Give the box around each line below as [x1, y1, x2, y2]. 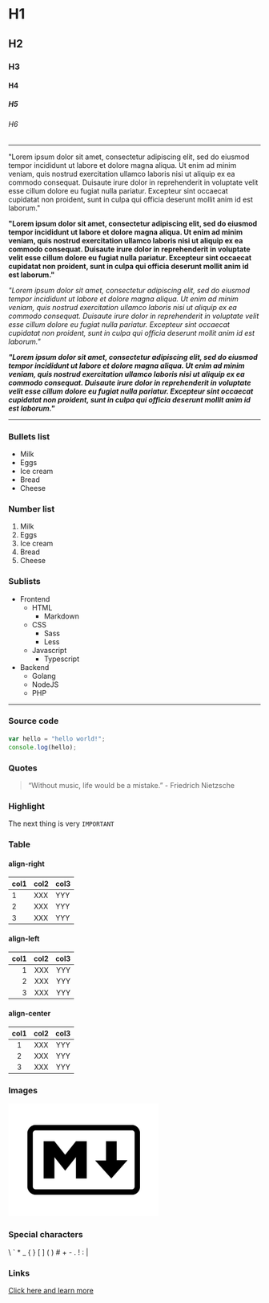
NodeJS [31, 680, 59, 689]
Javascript [31, 645, 67, 655]
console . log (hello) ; [8, 743, 78, 751]
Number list [8, 503, 55, 514]
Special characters [8, 1229, 83, 1240]
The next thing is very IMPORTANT [8, 819, 114, 828]
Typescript [43, 654, 80, 664]
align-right [8, 859, 46, 868]
